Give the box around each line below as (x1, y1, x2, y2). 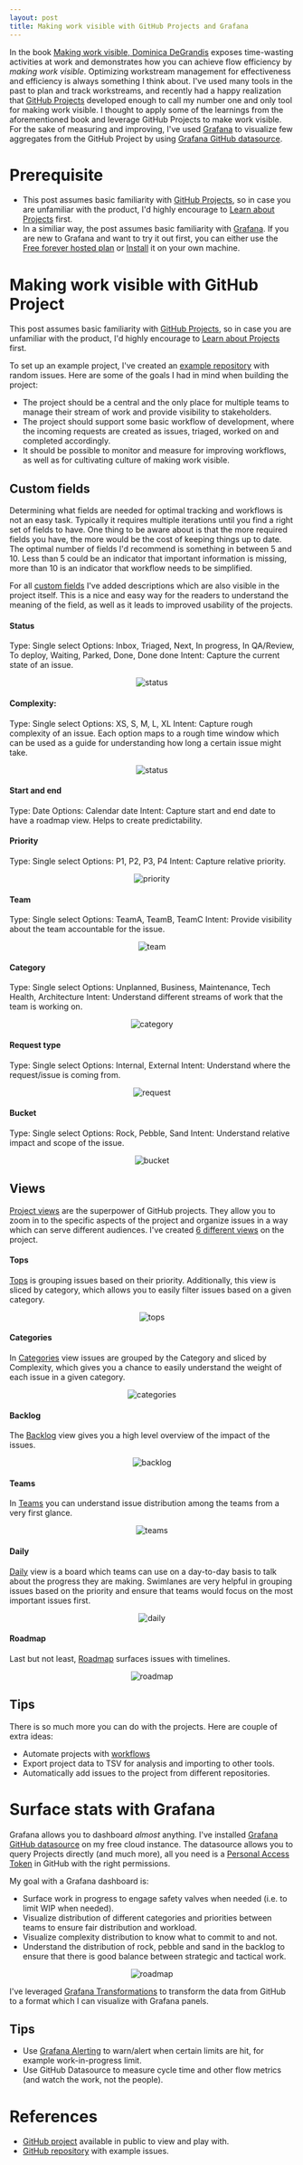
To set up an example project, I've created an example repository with (9, 360, 270, 371)
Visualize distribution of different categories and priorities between (22, 1912, 272, 1923)
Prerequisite (9, 165, 104, 186)
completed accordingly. (22, 435, 111, 446)
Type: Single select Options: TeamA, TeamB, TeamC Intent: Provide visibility (9, 914, 292, 925)
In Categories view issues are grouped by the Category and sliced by (9, 1352, 267, 1363)
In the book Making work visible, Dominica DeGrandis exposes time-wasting (9, 46, 294, 57)
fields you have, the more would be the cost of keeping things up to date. (9, 534, 282, 545)
